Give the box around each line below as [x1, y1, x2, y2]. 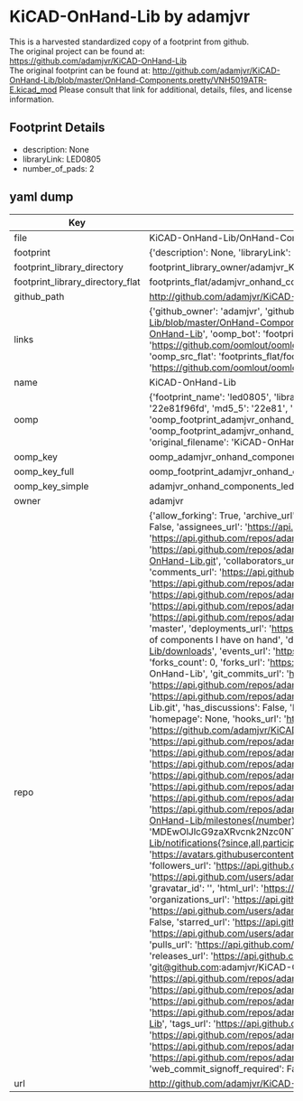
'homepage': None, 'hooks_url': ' [148, 712, 287, 724]
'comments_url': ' [148, 565, 223, 578]
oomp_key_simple [14, 480, 89, 492]
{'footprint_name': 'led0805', [148, 390, 272, 403]
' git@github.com [148, 960, 219, 973]
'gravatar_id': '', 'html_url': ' [148, 882, 264, 894]
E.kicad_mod [9, 84, 58, 95]
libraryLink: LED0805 [22, 154, 102, 164]
